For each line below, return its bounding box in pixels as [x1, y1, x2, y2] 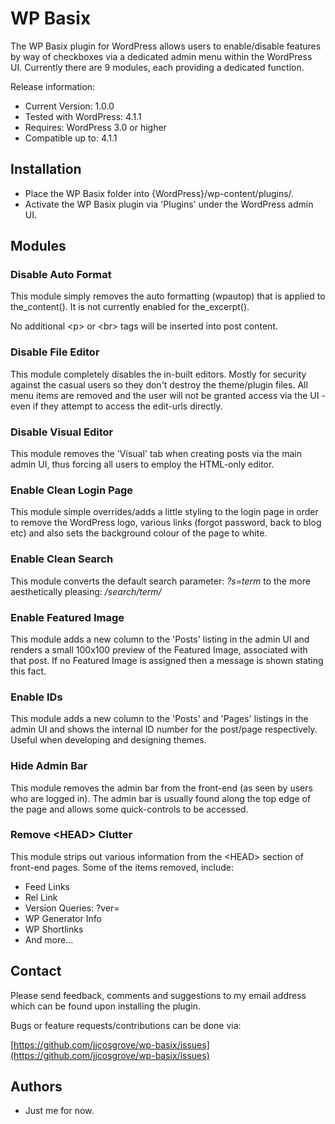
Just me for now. [24, 1105, 95, 1117]
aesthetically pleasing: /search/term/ [10, 585, 162, 597]
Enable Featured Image [10, 610, 125, 624]
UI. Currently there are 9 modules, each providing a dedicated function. [10, 61, 305, 73]
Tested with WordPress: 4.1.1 [24, 110, 142, 122]
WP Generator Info [24, 912, 102, 924]
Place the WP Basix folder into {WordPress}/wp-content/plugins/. [24, 187, 295, 199]
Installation [10, 161, 82, 178]
